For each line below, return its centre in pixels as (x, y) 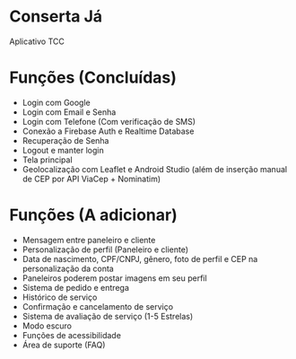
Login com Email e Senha (69, 112)
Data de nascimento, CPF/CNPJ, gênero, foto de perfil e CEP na (140, 258)
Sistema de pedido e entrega (76, 287)
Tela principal (48, 160)
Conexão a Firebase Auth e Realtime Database (108, 131)
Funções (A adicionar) (93, 215)
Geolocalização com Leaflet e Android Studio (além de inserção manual (155, 169)
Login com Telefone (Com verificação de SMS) (109, 121)
